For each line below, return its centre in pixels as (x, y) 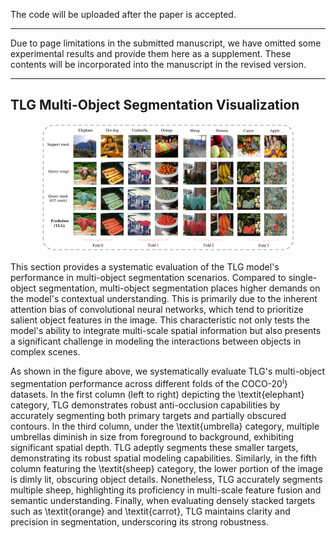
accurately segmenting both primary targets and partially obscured (148, 416)
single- (303, 278)
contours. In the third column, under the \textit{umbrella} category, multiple (165, 426)
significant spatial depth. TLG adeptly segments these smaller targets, (154, 448)
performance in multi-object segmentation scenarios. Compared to (148, 278)
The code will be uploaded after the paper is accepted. (123, 14)
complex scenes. (45, 352)
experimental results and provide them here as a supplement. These (151, 53)
